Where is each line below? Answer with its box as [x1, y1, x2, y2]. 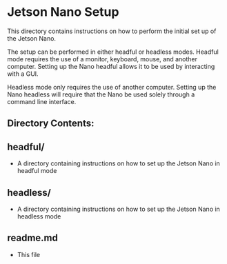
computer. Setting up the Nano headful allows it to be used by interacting [7, 62, 215, 70]
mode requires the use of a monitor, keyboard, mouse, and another [7, 54, 198, 63]
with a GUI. [7, 70, 39, 78]
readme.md [7, 232, 59, 244]
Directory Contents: [7, 118, 95, 130]
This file [17, 250, 40, 258]
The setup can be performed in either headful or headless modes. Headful [7, 48, 219, 56]
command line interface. [7, 97, 77, 105]
